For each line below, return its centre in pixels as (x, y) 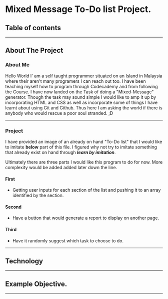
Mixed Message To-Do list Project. (78, 9)
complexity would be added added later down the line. (61, 167)
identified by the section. (38, 195)
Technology (24, 261)
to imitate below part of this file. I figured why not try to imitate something (81, 147)
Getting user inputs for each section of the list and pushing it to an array (86, 190)
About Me (17, 65)
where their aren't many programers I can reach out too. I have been (75, 81)
